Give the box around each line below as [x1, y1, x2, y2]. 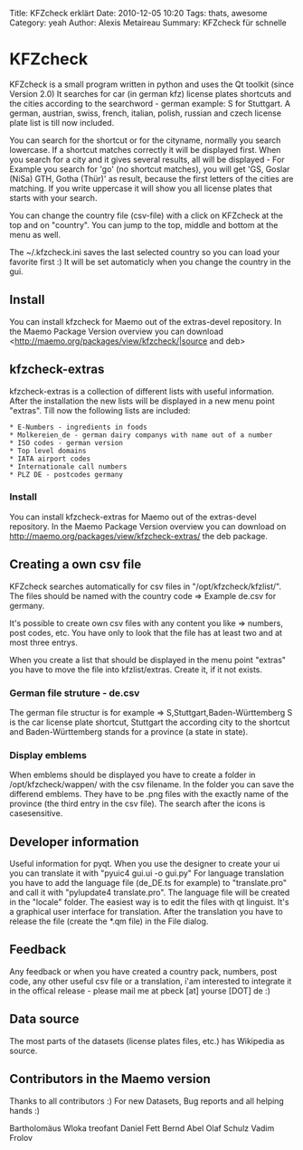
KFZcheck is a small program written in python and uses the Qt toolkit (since [9, 79, 294, 90]
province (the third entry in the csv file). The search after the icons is [9, 798, 266, 809]
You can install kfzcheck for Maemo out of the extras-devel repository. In [9, 316, 282, 327]
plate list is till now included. [9, 117, 115, 128]
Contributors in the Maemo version [9, 1071, 211, 1087]
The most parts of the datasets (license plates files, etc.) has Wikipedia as [9, 1035, 285, 1046]
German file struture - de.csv [9, 687, 140, 699]
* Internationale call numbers [9, 461, 128, 471]
